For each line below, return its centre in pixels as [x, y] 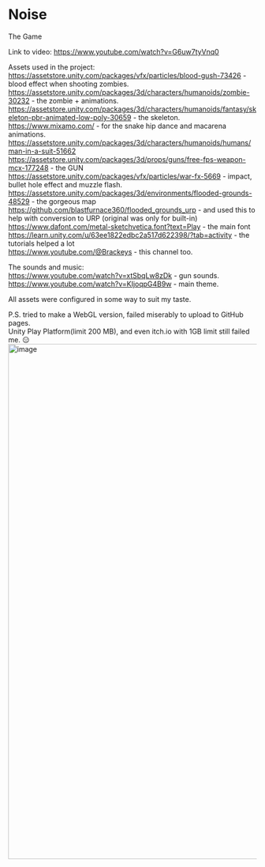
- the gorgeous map [63, 201]
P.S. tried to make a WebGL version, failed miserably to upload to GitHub [126, 315]
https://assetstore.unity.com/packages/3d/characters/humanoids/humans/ [130, 142]
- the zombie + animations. [75, 100]
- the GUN [67, 168]
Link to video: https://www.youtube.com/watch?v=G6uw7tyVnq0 [114, 51]
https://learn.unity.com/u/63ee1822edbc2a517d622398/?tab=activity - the [129, 235]
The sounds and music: [46, 267]
